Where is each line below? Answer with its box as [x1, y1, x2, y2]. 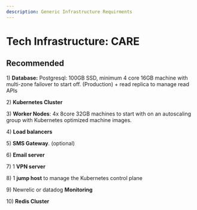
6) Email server [6, 151, 45, 159]
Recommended [6, 58, 65, 69]
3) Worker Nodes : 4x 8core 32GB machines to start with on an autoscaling [6, 110, 192, 117]
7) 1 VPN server [6, 163, 46, 170]
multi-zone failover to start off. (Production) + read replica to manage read [6, 80, 190, 87]
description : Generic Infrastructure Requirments [6, 8, 133, 15]
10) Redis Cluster [6, 197, 50, 205]
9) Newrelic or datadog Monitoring [6, 186, 93, 193]
